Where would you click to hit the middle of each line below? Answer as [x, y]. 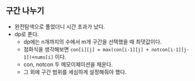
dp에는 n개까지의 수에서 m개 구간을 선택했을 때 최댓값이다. [93, 42]
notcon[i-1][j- [170, 50]
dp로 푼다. [27, 34]
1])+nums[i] [38, 57]
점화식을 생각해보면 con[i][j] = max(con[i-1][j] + [86, 49]
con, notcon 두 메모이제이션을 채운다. [68, 64]
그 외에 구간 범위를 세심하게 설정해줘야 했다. [75, 72]
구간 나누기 [25, 11]
